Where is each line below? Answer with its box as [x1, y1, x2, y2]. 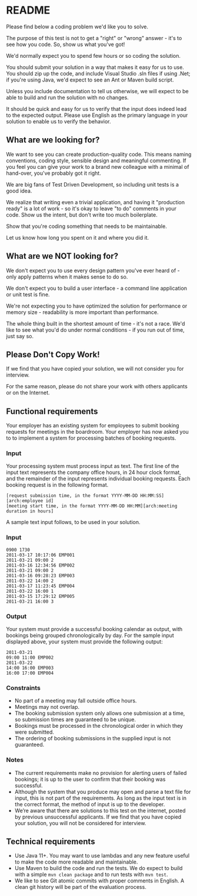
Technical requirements [6, 836, 95, 847]
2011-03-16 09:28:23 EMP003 [6, 573, 75, 578]
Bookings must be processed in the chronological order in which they [14, 722, 183, 730]
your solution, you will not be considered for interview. [14, 819, 146, 826]
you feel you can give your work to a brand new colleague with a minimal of [6, 163, 189, 170]
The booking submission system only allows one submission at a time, [14, 709, 185, 717]
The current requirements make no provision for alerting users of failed [14, 769, 187, 776]
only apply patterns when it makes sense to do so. [6, 273, 128, 280]
